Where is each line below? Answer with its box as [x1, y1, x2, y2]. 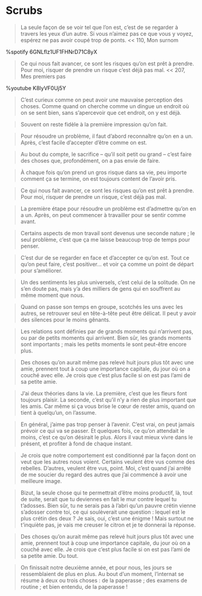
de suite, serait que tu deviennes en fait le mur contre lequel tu [20, 495, 177, 502]
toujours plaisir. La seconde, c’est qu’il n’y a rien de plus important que [20, 396, 197, 403]
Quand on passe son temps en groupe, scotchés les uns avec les [20, 303, 183, 310]
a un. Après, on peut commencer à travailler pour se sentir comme [20, 211, 186, 218]
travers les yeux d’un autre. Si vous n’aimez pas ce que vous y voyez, [20, 30, 194, 37]
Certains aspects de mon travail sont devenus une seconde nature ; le [20, 229, 195, 236]
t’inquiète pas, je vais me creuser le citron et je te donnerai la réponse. [20, 521, 196, 528]
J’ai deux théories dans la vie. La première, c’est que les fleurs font [20, 389, 187, 397]
